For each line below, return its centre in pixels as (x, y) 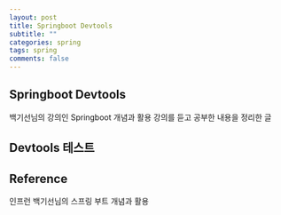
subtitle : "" (33, 34)
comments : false (39, 59)
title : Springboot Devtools (61, 26)
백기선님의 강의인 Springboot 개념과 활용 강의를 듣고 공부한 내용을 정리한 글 (140, 117)
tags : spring (33, 51)
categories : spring (45, 42)
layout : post (33, 17)
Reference (39, 179)
